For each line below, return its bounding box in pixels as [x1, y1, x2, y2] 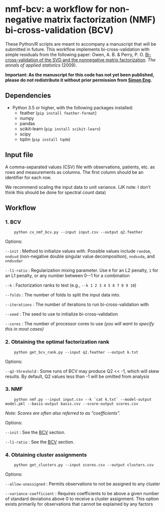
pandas [19, 120, 36, 126]
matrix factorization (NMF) [44, 14, 156, 25]
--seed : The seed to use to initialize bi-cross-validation [5, 311, 118, 317]
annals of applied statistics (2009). [5, 62, 77, 68]
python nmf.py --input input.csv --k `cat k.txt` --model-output [14, 397, 152, 402]
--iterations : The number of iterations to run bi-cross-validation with [5, 301, 149, 307]
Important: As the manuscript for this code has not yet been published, [5, 72, 155, 77]
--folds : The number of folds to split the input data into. [5, 292, 120, 298]
